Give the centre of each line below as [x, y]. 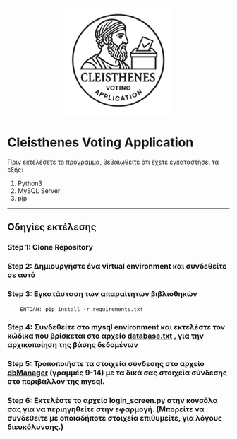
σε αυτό [22, 275]
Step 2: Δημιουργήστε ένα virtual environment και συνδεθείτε [117, 267]
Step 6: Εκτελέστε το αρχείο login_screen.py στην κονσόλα [113, 401]
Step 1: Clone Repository [50, 247]
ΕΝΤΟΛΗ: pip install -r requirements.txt [81, 310]
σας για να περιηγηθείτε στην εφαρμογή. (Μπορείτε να [106, 409]
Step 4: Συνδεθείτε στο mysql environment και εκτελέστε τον [116, 327]
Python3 [30, 183]
